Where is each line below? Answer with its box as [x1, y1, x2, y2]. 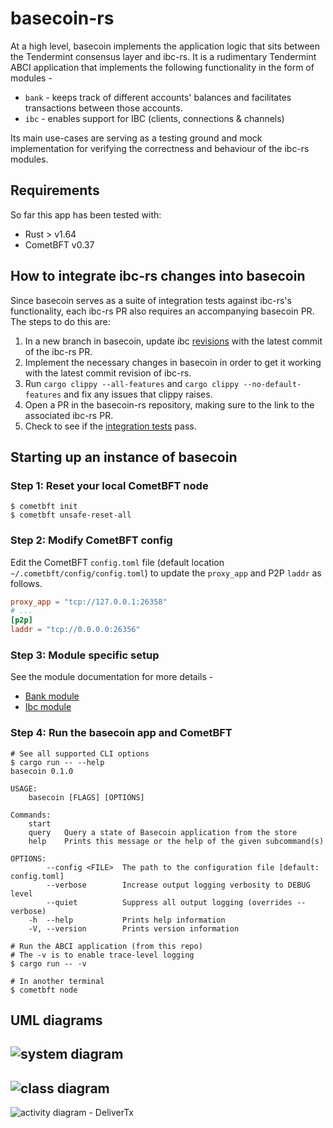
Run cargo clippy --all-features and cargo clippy [24, 377, 240, 389]
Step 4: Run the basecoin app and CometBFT [10, 726, 233, 740]
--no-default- [243, 379, 302, 389]
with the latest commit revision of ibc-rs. [24, 367, 192, 379]
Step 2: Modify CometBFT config [10, 533, 173, 547]
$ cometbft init [10, 502, 78, 512]
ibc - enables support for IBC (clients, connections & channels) [24, 112, 285, 124]
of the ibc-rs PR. [24, 345, 93, 357]
